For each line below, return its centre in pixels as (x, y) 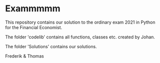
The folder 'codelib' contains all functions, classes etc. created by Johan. (80, 37)
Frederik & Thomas (25, 56)
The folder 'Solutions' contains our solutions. (51, 46)
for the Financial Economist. (34, 27)
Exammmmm (33, 9)
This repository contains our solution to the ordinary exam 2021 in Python (80, 22)
